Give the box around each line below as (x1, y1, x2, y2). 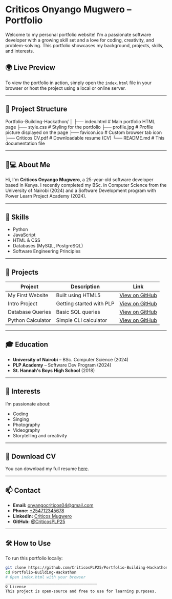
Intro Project (8, 300, 37, 307)
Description (71, 283, 100, 290)
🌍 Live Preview (5, 63, 55, 72)
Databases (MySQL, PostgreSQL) (12, 243, 83, 249)
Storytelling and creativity (12, 432, 68, 438)
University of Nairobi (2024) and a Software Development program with (5, 187, 156, 194)
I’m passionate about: (5, 400, 51, 407)
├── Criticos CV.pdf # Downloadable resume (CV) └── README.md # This (5, 134, 165, 141)
